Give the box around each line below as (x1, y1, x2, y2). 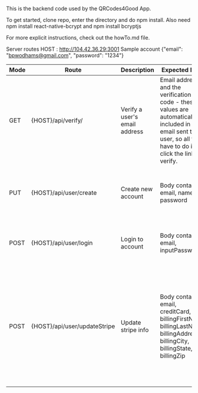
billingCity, (160, 337, 190, 345)
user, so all (160, 135, 190, 143)
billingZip (160, 352, 186, 359)
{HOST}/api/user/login (31, 239, 93, 247)
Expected (161, 66, 189, 74)
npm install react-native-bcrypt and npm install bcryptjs (6, 23, 141, 30)
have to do (160, 142, 190, 150)
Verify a (120, 106, 143, 113)
